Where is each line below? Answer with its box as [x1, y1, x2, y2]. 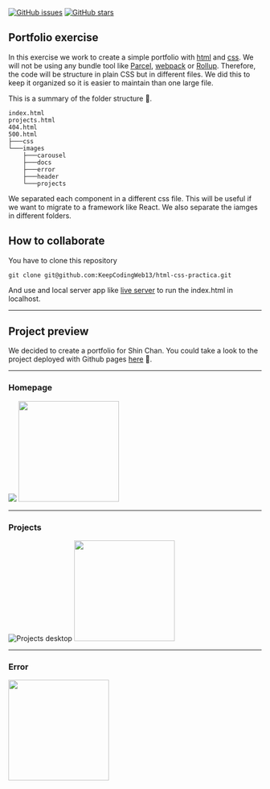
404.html [8, 123, 38, 131]
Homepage [8, 382, 52, 394]
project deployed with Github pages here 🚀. [8, 354, 153, 364]
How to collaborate [8, 234, 105, 248]
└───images [8, 144, 45, 152]
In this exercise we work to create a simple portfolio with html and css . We [8, 52, 254, 62]
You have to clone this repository [8, 255, 118, 265]
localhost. [8, 294, 41, 304]
